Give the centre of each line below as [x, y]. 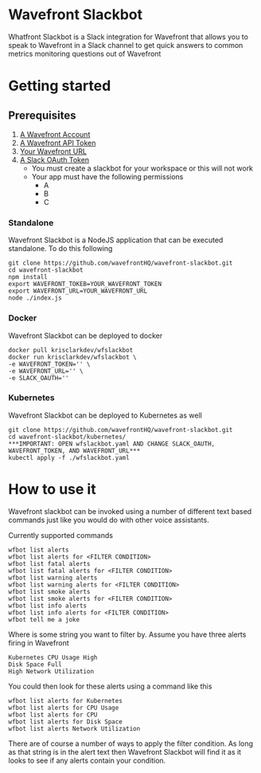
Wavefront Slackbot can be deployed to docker [86, 335]
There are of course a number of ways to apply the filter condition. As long [130, 744]
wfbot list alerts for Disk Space [66, 722]
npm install [28, 277]
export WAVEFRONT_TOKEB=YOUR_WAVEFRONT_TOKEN [85, 284]
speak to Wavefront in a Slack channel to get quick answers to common [126, 45]
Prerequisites [42, 115]
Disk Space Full [35, 664]
